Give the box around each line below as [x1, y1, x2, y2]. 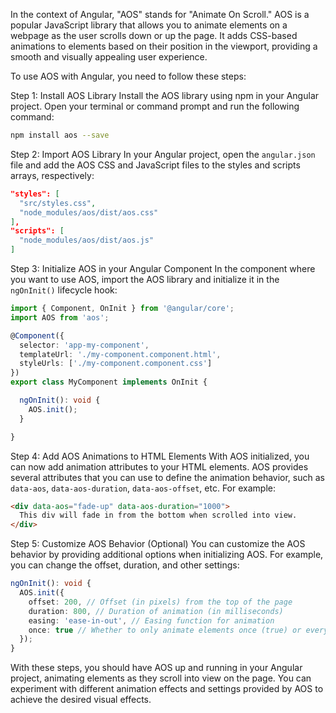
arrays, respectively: [10, 169, 95, 181]
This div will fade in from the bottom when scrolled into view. [19, 510, 298, 521]
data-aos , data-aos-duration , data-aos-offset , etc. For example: [10, 482, 276, 494]
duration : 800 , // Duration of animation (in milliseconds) [28, 606, 284, 616]
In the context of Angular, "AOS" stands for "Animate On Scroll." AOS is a [10, 9, 310, 20]
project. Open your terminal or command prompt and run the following [10, 100, 300, 112]
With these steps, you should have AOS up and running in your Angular [10, 662, 303, 674]
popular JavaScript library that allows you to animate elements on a [10, 19, 288, 31]
